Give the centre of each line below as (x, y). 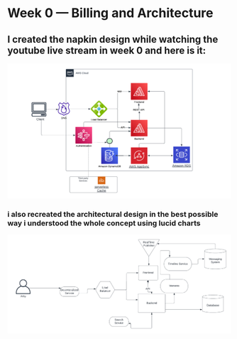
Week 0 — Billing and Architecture (110, 13)
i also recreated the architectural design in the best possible (113, 214)
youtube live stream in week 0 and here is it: (107, 50)
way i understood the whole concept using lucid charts (104, 223)
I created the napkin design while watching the (113, 39)
